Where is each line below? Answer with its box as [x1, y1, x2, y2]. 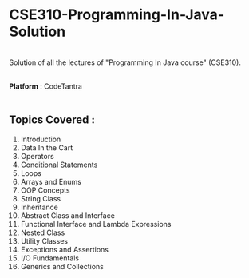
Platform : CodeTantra [9, 81, 83, 91]
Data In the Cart [20, 142, 73, 153]
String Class [20, 193, 61, 203]
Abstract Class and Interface [20, 210, 115, 220]
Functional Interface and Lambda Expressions [20, 219, 172, 228]
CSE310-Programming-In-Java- [9, 6, 225, 24]
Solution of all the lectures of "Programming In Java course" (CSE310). [9, 58, 242, 67]
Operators [20, 151, 54, 161]
